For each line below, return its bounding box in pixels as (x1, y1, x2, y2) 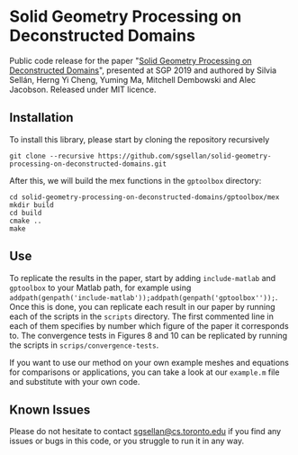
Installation (9, 110, 74, 125)
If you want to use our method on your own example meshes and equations (9, 357, 290, 368)
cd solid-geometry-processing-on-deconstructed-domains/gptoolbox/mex (9, 192, 280, 202)
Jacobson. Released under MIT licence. (9, 84, 157, 95)
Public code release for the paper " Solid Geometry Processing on (9, 55, 252, 66)
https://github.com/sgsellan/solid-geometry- (97, 151, 272, 160)
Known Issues (9, 402, 91, 417)
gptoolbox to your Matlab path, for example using (9, 282, 192, 293)
